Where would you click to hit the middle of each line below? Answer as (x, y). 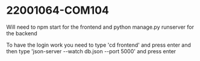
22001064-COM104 (58, 10)
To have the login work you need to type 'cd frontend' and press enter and (99, 45)
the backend (22, 33)
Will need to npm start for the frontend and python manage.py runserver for (100, 27)
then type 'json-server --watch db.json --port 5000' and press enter (91, 51)
